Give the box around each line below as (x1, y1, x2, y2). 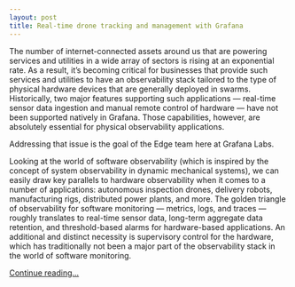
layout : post (9, 12, 58, 22)
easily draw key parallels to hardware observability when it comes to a (9, 174, 266, 185)
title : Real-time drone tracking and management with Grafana (9, 21, 244, 30)
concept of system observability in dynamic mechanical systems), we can (9, 165, 279, 176)
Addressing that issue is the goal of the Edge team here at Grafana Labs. (9, 139, 275, 149)
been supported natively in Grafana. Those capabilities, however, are (9, 112, 260, 123)
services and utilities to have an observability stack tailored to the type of (9, 74, 277, 84)
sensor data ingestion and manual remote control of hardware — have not (9, 102, 279, 113)
